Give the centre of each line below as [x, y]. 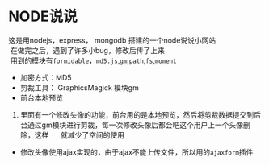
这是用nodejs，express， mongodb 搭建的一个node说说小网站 [112, 40]
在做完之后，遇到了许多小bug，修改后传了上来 [88, 50]
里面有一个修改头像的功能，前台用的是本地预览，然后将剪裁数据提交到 [137, 114]
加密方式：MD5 [46, 77]
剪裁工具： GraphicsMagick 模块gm [79, 87]
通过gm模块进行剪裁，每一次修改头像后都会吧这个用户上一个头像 [135, 125]
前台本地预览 [41, 97]
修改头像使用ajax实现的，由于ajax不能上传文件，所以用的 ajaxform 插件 [137, 152]
